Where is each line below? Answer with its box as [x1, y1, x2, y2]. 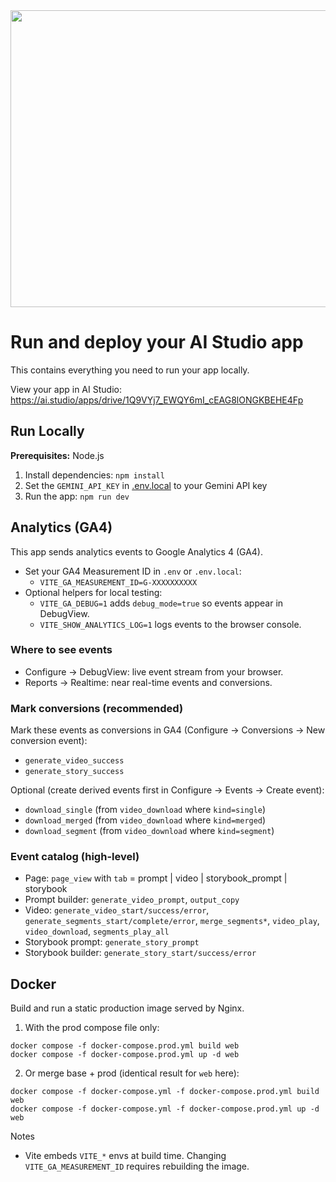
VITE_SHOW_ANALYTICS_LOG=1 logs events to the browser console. [39, 618, 302, 630]
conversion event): [10, 735, 88, 747]
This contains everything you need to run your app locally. [10, 364, 250, 376]
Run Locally [10, 423, 85, 440]
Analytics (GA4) [10, 519, 113, 536]
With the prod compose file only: [24, 1022, 160, 1034]
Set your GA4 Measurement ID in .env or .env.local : [24, 565, 242, 577]
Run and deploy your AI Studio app [10, 331, 304, 354]
